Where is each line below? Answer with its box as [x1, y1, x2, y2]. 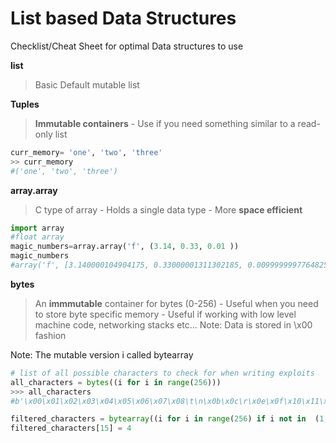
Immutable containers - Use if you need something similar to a [34, 117, 296, 129]
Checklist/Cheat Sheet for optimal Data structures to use [10, 40, 244, 52]
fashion [34, 329, 67, 341]
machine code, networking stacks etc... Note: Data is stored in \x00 [34, 318, 313, 331]
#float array [10, 232, 65, 242]
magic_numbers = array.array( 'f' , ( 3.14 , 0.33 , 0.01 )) [10, 242, 240, 252]
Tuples [10, 98, 40, 110]
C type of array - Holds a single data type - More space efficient [34, 203, 303, 216]
